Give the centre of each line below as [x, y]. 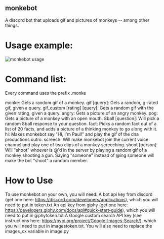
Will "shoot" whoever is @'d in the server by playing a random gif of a [76, 150]
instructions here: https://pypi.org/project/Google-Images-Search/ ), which [81, 221]
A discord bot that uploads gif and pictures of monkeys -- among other [77, 20]
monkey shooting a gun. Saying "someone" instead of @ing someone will [80, 155]
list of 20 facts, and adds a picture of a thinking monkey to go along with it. [81, 129]
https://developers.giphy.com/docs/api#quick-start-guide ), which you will [80, 210]
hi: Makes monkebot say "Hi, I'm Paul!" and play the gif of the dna [72, 134]
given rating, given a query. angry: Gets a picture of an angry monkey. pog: [82, 113]
